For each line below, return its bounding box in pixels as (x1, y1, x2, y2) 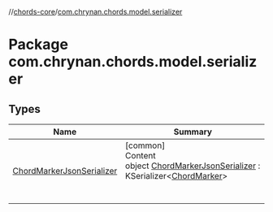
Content (124, 150, 156, 161)
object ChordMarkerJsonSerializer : (124, 160, 261, 171)
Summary (173, 126, 213, 137)
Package (8, 36, 69, 54)
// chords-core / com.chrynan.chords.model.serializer (8, 7, 183, 16)
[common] (124, 140, 166, 151)
